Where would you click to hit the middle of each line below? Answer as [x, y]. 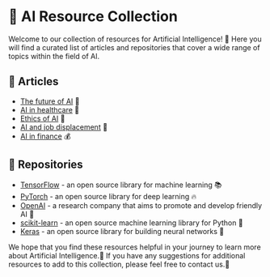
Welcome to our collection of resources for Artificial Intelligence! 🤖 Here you [135, 39]
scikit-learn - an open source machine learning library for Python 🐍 [132, 223]
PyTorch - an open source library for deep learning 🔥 [108, 196]
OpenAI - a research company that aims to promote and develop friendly [141, 205]
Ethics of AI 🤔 [42, 118]
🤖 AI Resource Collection [93, 17]
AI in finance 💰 [45, 136]
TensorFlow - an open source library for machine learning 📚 [121, 185]
